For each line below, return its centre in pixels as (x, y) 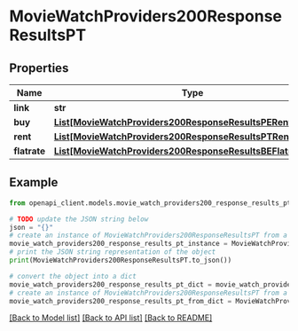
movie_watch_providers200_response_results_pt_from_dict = (121, 301)
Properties (39, 68)
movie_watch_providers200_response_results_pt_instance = (118, 244)
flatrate (30, 151)
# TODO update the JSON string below (79, 219)
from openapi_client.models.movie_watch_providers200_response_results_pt (150, 203)
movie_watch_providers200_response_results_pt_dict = (111, 284)
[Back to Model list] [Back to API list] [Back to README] (111, 318)
